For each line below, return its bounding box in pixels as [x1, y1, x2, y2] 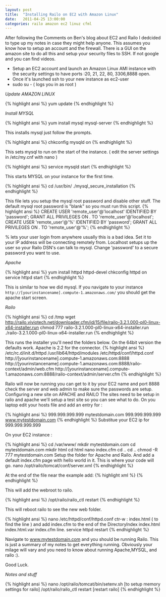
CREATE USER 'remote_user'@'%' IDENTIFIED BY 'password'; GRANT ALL [5, 219, 158, 225]
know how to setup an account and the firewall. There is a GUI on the [5, 45, 146, 51]
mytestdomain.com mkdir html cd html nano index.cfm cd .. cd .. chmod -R [5, 447, 158, 453]
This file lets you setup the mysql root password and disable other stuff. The [5, 198, 161, 204]
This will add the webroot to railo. [5, 487, 73, 493]
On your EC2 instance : [5, 432, 53, 438]
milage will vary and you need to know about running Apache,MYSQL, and [5, 547, 157, 553]
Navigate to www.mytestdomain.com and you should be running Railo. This [5, 536, 159, 542]
